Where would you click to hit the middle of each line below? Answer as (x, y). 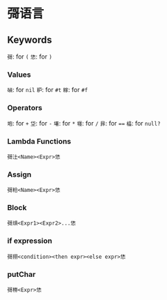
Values (19, 75)
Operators (25, 108)
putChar (22, 274)
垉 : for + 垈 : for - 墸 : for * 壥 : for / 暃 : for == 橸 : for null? (84, 123)
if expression (30, 241)
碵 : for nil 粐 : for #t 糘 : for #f (48, 90)
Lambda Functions (39, 141)
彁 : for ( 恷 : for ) (30, 57)
